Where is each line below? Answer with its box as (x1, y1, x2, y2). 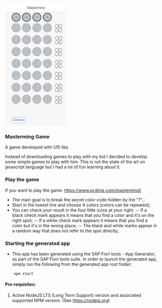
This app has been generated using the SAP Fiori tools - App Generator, (12, 251, 156, 256)
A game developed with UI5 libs (5, 145, 69, 150)
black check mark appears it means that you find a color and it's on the (12, 212, 154, 218)
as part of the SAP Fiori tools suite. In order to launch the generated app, (12, 256, 158, 262)
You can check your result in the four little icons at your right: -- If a (12, 207, 147, 213)
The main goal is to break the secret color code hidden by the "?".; (12, 197, 145, 202)
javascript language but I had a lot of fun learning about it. (5, 164, 121, 170)
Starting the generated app (5, 240, 70, 247)
